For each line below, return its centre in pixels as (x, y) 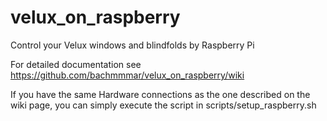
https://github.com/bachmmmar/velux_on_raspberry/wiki (127, 75)
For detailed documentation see (76, 64)
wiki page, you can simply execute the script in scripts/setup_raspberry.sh (163, 105)
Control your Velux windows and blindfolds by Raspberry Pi (132, 45)
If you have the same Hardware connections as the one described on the (160, 94)
